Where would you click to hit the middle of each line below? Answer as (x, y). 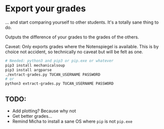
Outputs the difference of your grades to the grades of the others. (72, 37)
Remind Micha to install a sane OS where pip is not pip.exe (72, 121)
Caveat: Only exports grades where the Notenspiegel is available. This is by (82, 46)
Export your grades (45, 9)
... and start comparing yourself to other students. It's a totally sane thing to (82, 22)
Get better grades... (32, 116)
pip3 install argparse (28, 70)
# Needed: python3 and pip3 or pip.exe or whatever (59, 61)
